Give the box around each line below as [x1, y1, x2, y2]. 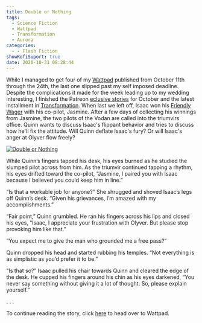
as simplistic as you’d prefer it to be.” [6, 255, 98, 263]
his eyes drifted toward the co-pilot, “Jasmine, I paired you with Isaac [6, 170, 178, 177]
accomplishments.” [6, 200, 54, 208]
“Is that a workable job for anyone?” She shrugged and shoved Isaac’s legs [6, 188, 192, 195]
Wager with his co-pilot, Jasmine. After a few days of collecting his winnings [6, 108, 197, 115]
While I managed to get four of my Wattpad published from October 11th [6, 76, 185, 83]
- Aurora [11, 37, 34, 43]
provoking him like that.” [6, 225, 66, 232]
